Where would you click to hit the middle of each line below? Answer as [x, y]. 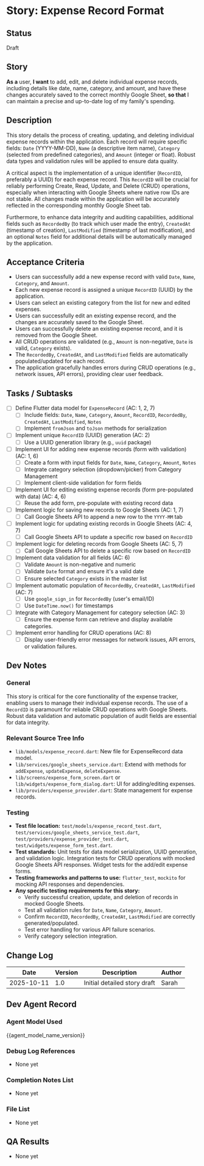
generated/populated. [51, 923]
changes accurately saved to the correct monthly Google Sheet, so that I [98, 95]
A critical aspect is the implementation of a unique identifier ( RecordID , [94, 173]
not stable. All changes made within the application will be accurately [93, 198]
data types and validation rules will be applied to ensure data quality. [92, 161]
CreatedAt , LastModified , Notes [63, 422]
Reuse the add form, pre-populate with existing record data [99, 503]
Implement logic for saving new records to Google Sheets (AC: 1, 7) [99, 510]
